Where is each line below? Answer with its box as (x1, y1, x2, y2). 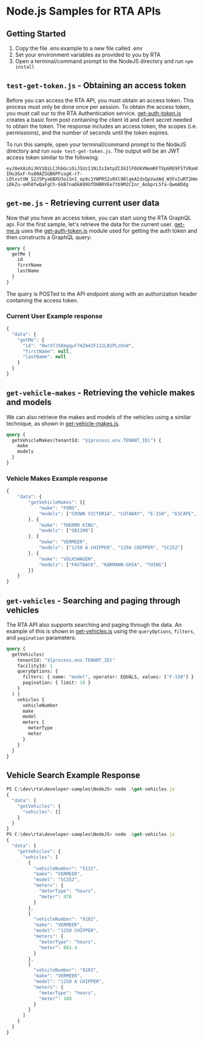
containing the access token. (6, 296, 79, 304)
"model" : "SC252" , (33, 877, 80, 883)
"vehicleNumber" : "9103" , (33, 967, 99, 973)
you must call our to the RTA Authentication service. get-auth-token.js (6, 110, 182, 117)
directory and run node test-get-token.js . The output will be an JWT (6, 147, 180, 155)
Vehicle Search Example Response (6, 770, 141, 780)
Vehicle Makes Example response (6, 474, 108, 482)
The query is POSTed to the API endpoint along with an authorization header (6, 290, 197, 298)
